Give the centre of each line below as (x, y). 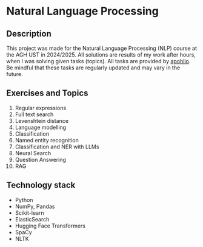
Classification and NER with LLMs (57, 147)
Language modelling (41, 127)
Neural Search (33, 153)
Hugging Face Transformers (50, 226)
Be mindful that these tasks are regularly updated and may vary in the (93, 68)
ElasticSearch (32, 219)
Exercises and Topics (47, 93)
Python (24, 200)
